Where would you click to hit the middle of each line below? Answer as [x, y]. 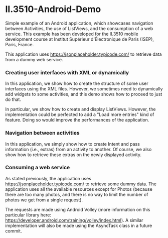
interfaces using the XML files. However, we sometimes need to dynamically [84, 89]
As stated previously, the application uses [48, 178]
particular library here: [28, 215]
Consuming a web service [38, 168]
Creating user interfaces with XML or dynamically [67, 72]
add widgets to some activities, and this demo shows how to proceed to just [84, 94]
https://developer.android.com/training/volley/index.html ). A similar [74, 220]
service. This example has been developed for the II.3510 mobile [72, 34]
